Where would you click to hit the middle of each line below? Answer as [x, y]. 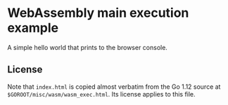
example [33, 28]
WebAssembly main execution [98, 13]
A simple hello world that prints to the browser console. [87, 47]
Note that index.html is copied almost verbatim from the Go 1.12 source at [114, 87]
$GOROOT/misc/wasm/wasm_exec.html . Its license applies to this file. [101, 94]
